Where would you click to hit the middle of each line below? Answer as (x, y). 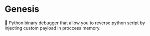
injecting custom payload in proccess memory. (53, 28)
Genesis (22, 9)
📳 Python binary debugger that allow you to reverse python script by (75, 23)
